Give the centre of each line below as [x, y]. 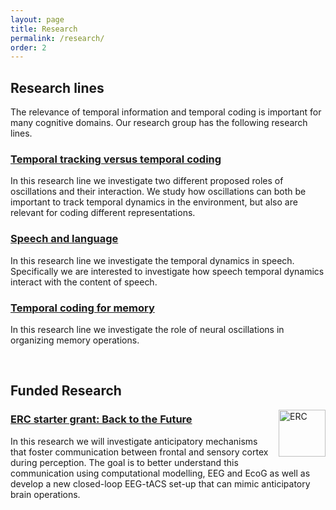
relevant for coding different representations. [103, 213]
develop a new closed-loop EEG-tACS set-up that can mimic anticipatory [160, 483]
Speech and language [64, 239]
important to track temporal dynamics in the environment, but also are [154, 202]
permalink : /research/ [57, 38]
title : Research [44, 29]
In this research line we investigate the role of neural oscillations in [147, 329]
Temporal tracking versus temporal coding [116, 159]
